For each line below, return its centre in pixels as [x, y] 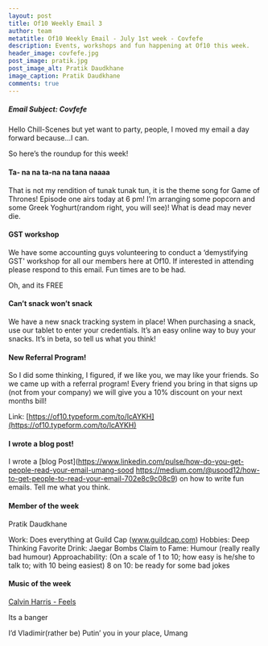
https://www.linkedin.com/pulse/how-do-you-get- [161, 462]
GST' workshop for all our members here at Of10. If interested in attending [131, 261]
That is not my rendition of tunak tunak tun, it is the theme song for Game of [134, 190]
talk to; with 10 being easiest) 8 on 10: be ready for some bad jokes [119, 565]
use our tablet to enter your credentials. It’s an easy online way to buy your [132, 330]
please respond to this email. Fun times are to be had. [97, 269]
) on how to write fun [210, 479]
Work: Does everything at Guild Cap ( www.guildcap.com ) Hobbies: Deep [129, 539]
